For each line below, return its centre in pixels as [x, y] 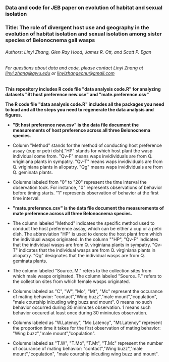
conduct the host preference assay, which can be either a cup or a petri [87, 228]
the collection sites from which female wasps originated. [71, 281]
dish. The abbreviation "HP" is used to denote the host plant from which [87, 234]
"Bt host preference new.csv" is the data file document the [76, 125]
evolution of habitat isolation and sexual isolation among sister [84, 33]
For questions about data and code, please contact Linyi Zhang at [74, 68]
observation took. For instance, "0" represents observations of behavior [87, 187]
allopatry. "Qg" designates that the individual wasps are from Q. [79, 255]
